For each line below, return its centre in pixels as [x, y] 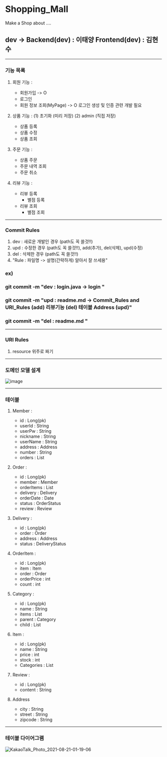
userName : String [38, 442]
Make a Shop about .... [28, 23]
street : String [34, 714]
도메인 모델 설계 [23, 370]
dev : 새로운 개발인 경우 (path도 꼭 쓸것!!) [52, 242]
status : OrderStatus [40, 504]
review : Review [36, 508]
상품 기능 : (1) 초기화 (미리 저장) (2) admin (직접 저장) [64, 116]
